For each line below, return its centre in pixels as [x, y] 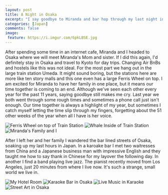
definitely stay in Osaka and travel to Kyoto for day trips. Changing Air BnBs [83, 62]
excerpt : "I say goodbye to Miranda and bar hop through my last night [81, 19]
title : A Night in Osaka [31, 14]
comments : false [22, 28]
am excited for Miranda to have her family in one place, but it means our [79, 83]
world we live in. [22, 172]
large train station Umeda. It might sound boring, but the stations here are [81, 73]
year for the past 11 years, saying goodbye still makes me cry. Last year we [82, 94]
